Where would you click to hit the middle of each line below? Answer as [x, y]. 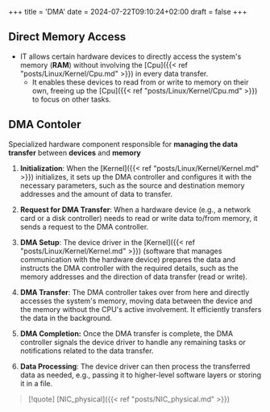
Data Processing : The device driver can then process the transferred [135, 366]
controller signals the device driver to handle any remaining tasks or [133, 342]
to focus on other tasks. [71, 99]
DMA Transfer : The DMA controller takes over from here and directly [135, 292]
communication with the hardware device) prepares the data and [128, 259]
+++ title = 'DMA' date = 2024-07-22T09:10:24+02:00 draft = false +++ [128, 12]
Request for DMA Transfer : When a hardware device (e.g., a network [135, 210]
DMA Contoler [45, 125]
